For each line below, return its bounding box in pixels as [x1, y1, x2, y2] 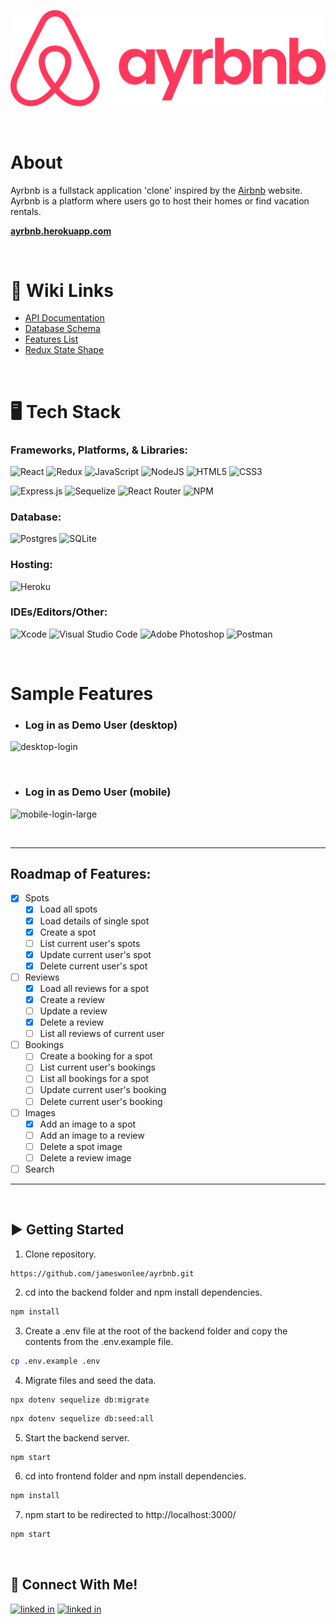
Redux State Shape [24, 344, 105, 356]
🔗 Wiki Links [10, 279, 114, 302]
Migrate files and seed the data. [24, 1374, 157, 1386]
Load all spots [39, 903, 98, 915]
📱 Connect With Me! [10, 1576, 138, 1594]
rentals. [10, 205, 42, 217]
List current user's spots [39, 937, 141, 949]
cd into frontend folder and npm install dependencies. [24, 1470, 247, 1482]
